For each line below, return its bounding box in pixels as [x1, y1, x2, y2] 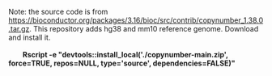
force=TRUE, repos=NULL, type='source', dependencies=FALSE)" [8, 58, 236, 68]
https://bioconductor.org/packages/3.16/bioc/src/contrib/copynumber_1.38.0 [8, 15, 264, 25]
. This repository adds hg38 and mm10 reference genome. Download [29, 24, 259, 33]
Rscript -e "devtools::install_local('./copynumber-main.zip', [23, 50, 228, 59]
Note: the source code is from [8, 7, 108, 16]
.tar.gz [8, 24, 30, 33]
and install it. [8, 32, 51, 42]
